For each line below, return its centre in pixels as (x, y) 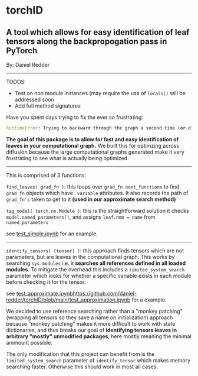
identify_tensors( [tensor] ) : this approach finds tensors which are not (95, 250)
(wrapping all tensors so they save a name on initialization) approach (90, 317)
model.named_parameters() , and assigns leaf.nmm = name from (81, 217)
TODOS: (16, 82)
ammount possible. (29, 342)
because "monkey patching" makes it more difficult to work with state (91, 323)
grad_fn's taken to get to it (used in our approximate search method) (91, 199)
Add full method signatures (47, 106)
